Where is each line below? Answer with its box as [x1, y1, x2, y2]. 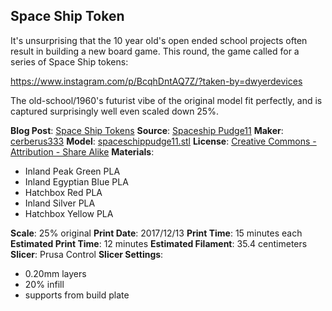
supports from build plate [24, 289, 130, 301]
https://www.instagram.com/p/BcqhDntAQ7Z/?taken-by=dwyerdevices [10, 75, 303, 87]
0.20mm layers [24, 267, 87, 279]
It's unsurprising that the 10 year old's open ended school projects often [10, 34, 308, 46]
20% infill [24, 278, 65, 290]
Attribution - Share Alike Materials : [10, 145, 155, 158]
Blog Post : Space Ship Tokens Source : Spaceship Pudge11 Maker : [10, 124, 284, 136]
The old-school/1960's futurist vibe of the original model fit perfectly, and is [10, 94, 323, 106]
